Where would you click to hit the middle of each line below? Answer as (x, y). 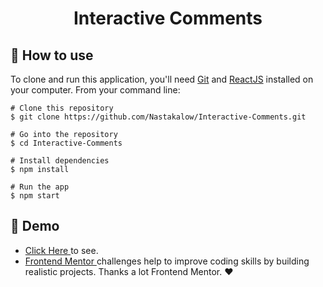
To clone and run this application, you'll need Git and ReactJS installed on (162, 79)
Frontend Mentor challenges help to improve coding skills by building (167, 261)
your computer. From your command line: (95, 90)
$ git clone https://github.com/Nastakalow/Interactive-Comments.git (158, 117)
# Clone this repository (62, 108)
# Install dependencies (60, 161)
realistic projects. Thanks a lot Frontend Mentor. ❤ (129, 271)
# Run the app (40, 187)
